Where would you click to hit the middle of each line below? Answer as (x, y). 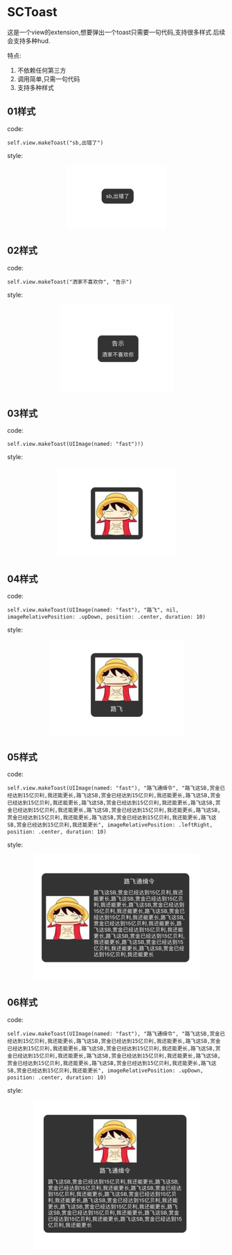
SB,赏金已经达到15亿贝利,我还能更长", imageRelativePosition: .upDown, (105, 1071)
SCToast (32, 12)
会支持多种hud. (29, 41)
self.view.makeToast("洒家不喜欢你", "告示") (70, 282)
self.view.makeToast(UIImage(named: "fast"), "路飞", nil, (93, 610)
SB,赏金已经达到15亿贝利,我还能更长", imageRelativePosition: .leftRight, (110, 825)
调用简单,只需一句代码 (48, 79)
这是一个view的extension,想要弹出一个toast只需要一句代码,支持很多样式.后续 (116, 32)
